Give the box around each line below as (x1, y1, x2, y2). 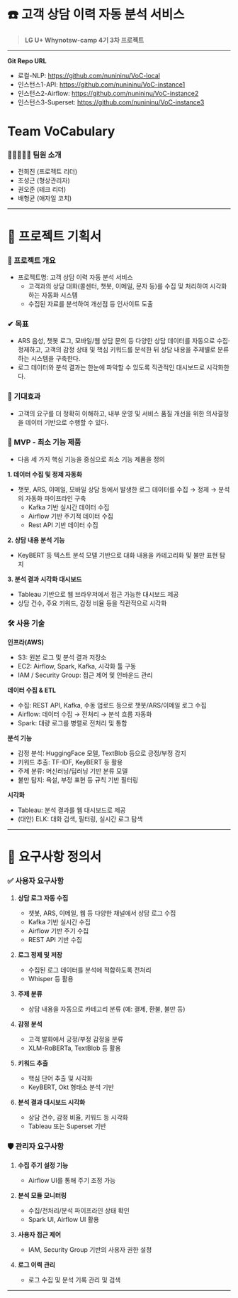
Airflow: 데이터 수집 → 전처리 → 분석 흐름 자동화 (17, 710, 152, 718)
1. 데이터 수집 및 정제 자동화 (7, 470, 83, 478)
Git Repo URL (7, 56, 47, 65)
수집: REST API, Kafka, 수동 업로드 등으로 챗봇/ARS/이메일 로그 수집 (17, 701, 207, 710)
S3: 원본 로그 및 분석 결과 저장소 (17, 653, 107, 661)
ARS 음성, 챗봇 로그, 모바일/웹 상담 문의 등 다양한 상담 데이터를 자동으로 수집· (17, 337, 230, 345)
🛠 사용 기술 (7, 618, 45, 628)
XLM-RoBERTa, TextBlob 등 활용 (28, 1044, 122, 1052)
